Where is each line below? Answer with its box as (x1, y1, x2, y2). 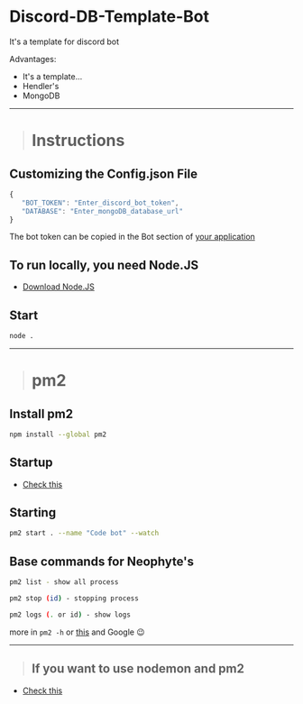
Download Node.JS (22, 281, 95, 292)
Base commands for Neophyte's (9, 553, 195, 569)
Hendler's (22, 80, 60, 91)
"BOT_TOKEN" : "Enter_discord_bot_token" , (21, 198, 179, 207)
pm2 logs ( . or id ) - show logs (9, 610, 131, 619)
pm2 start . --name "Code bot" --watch (9, 529, 160, 538)
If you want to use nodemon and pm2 (31, 661, 245, 677)
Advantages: (9, 53, 57, 64)
